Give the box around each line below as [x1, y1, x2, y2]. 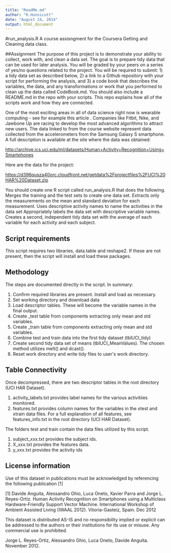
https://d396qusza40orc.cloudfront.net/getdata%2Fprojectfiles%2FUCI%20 [5, 172, 166, 178]
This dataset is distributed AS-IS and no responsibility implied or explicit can [5, 516, 165, 522]
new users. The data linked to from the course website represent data [5, 126, 152, 132]
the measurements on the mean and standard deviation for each [5, 198, 140, 204]
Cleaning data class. [5, 41, 48, 47]
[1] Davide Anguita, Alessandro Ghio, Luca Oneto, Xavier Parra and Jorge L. [5, 490, 163, 496]
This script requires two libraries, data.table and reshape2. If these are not [5, 248, 161, 254]
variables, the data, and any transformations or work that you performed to [5, 84, 162, 90]
